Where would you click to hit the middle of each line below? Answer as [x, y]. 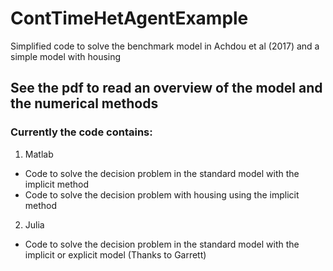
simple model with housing [66, 56]
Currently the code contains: [81, 132]
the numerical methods [84, 103]
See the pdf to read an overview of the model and [166, 88]
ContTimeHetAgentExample [129, 18]
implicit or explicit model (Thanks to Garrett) [115, 254]
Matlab [39, 154]
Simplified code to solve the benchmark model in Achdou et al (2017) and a [165, 46]
